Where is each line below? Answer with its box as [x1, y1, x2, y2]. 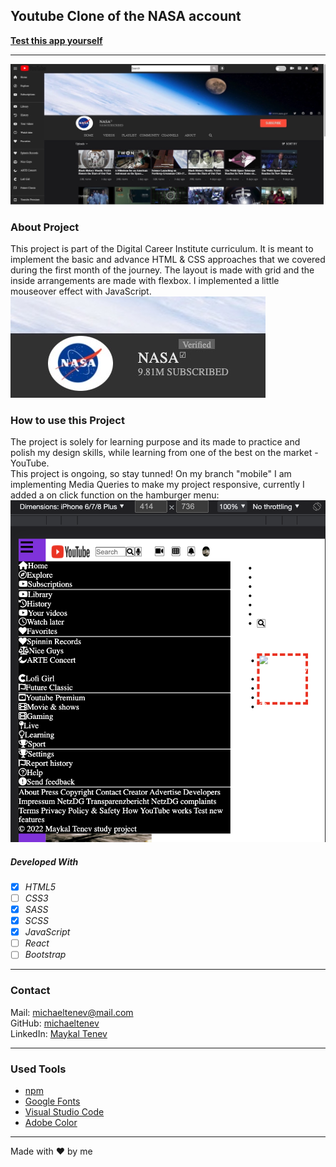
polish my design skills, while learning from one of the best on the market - [10, 447, 319, 459]
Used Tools [10, 1062, 67, 1076]
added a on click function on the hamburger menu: [10, 489, 220, 501]
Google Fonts [24, 1095, 81, 1107]
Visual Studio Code [24, 1105, 105, 1118]
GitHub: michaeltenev [10, 1017, 100, 1029]
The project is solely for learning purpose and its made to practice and [10, 436, 301, 448]
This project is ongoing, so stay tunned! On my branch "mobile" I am [10, 468, 292, 480]
